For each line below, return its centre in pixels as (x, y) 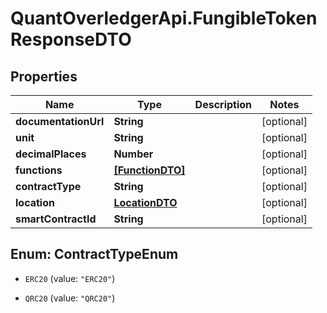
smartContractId (56, 219)
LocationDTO (145, 202)
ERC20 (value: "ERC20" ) (70, 278)
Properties (44, 76)
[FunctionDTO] (149, 170)
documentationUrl (60, 121)
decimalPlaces (51, 154)
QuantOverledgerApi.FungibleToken (164, 18)
